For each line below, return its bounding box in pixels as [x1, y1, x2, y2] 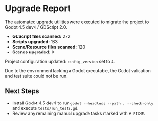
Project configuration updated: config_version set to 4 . [5, 58, 115, 64]
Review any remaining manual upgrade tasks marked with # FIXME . [12, 110, 146, 116]
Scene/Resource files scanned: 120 [12, 44, 86, 50]
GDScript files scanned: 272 [12, 34, 70, 39]
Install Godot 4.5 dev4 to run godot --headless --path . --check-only [12, 100, 154, 106]
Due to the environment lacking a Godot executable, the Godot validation [5, 68, 151, 73]
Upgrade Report [5, 3, 71, 14]
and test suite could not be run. [5, 73, 68, 79]
